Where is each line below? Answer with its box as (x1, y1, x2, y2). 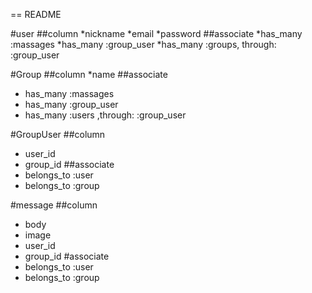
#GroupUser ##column (10, 129, 106, 140)
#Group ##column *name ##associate (10, 69, 168, 80)
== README (10, 9, 62, 20)
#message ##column (10, 199, 98, 211)
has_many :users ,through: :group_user (24, 109, 187, 121)
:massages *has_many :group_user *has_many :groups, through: (10, 39, 277, 50)
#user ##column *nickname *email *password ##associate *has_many (10, 28, 303, 39)
